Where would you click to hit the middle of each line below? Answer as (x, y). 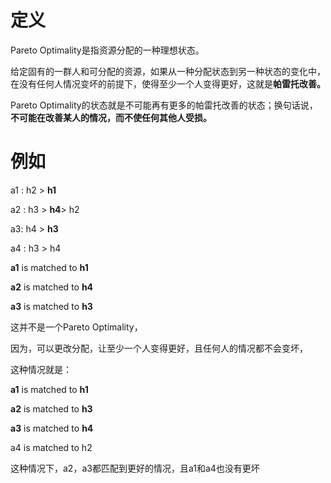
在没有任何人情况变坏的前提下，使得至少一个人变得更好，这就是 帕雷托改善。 (168, 83)
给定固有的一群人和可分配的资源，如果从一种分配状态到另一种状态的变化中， (168, 71)
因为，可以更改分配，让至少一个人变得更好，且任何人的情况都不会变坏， (159, 348)
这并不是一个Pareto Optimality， (76, 327)
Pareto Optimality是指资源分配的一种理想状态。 (107, 50)
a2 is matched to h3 (51, 408)
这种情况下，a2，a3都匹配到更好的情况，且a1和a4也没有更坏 (135, 468)
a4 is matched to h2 (51, 447)
